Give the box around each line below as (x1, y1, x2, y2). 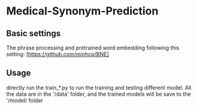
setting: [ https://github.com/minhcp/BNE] (6, 51, 110, 58)
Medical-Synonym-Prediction (6, 4, 158, 18)
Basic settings (6, 28, 61, 39)
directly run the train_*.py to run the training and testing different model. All (6, 84, 192, 91)
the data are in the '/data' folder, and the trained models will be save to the (6, 90, 191, 98)
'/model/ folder (6, 96, 43, 104)
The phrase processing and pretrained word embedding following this (6, 44, 180, 51)
